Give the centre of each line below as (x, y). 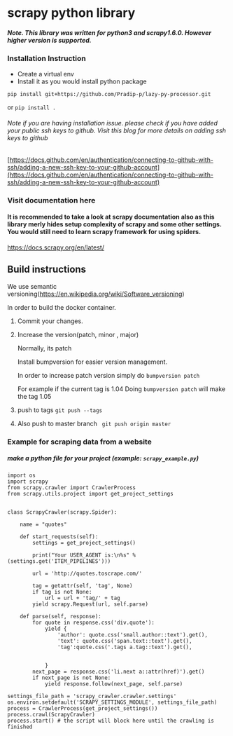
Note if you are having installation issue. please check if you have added (113, 123)
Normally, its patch (44, 348)
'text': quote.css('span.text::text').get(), (125, 641)
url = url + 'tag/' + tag (82, 598)
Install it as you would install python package (82, 81)
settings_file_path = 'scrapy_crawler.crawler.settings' (92, 696)
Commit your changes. (50, 321)
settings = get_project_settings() (84, 543)
